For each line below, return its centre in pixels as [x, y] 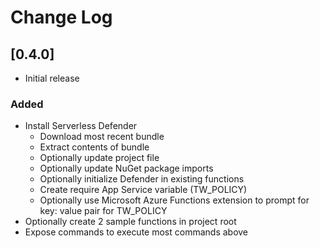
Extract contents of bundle [94, 147]
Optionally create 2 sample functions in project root [130, 222]
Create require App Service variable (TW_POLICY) [143, 190]
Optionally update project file [99, 158]
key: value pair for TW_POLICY [103, 211]
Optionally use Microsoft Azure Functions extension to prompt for [174, 200]
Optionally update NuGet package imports [126, 168]
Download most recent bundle [102, 137]
